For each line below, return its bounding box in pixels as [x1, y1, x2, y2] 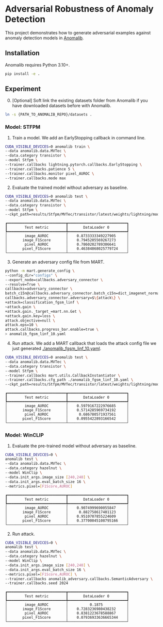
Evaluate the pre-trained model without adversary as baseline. [12, 443, 137, 449]
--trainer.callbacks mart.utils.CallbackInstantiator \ [5, 373, 120, 378]
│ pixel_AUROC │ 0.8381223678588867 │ [5, 611, 130, 616]
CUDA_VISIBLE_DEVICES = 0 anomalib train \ [5, 144, 90, 149]
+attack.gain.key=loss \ [5, 313, 55, 319]
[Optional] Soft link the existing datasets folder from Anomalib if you [12, 98, 148, 103]
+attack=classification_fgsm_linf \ [5, 300, 79, 305]
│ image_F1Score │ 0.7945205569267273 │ [5, 237, 130, 242]
